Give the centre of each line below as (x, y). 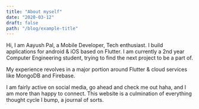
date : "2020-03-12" (30, 17)
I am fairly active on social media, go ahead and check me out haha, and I (96, 88)
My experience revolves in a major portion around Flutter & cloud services (97, 70)
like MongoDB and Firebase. (41, 76)
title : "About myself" (34, 12)
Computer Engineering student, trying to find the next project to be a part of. (99, 58)
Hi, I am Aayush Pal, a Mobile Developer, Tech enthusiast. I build (85, 45)
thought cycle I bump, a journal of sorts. (55, 100)
